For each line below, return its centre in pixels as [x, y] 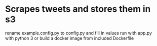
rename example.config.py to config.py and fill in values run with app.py [78, 33]
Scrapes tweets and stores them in [78, 9]
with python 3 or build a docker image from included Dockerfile [70, 38]
